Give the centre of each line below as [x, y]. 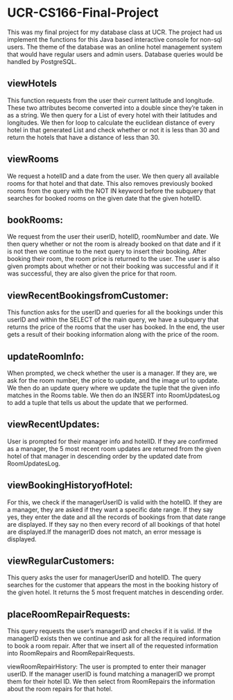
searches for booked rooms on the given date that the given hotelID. [105, 198]
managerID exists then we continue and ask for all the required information [114, 639]
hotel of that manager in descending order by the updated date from [105, 456]
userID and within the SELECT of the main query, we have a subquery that [113, 320]
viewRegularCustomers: [61, 561]
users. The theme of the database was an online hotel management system [115, 47]
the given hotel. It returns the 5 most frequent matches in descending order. [115, 592]
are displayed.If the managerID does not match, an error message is [104, 532]
